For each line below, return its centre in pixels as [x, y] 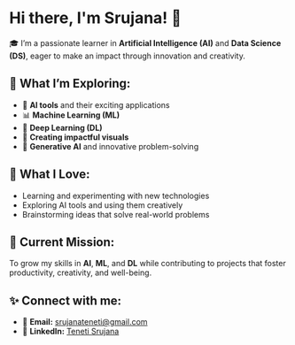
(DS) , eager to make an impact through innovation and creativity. [127, 56]
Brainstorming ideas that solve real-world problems [116, 214]
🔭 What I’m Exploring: [70, 84]
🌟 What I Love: [50, 175]
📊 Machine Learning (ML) [71, 115]
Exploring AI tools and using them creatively [102, 205]
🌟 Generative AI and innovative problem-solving [110, 146]
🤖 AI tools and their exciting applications [96, 104]
